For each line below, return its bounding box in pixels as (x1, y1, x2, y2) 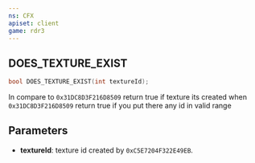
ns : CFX (8, 11, 35, 20)
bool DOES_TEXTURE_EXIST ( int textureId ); (8, 78, 150, 86)
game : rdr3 (8, 26, 45, 35)
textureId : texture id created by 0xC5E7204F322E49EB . (19, 145, 193, 155)
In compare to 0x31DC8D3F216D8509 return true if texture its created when (8, 92, 248, 102)
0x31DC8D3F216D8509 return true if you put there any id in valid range (8, 101, 232, 111)
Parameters (8, 124, 68, 137)
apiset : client (8, 19, 60, 27)
